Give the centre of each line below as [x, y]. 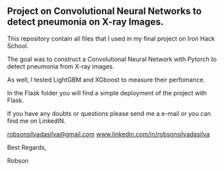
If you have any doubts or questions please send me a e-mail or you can [109, 113]
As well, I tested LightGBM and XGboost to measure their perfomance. [106, 80]
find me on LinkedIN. [37, 121]
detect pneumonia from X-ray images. [61, 66]
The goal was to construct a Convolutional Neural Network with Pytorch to [112, 59]
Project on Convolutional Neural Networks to [104, 11]
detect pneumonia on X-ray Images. [86, 22]
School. [18, 46]
